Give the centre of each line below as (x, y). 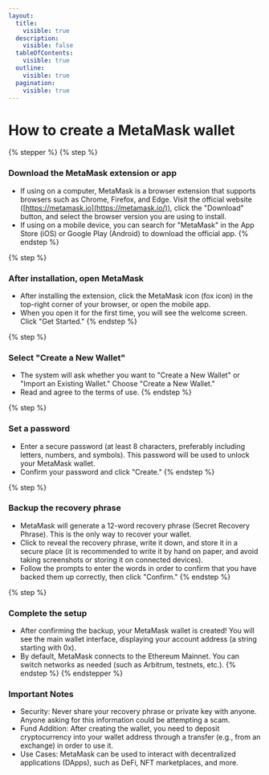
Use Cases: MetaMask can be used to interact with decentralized (128, 754)
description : (37, 38)
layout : (21, 16)
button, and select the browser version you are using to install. (123, 216)
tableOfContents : (45, 53)
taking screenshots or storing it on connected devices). (111, 560)
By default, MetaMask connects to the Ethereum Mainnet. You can (129, 656)
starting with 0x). (48, 648)
